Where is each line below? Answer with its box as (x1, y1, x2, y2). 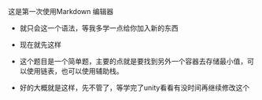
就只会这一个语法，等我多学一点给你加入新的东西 (19, 23, 179, 33)
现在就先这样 (19, 40, 61, 49)
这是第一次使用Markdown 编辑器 (8, 7, 114, 16)
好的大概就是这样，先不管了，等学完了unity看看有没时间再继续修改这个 (19, 83, 250, 92)
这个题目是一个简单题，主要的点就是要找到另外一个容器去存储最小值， (19, 57, 248, 66)
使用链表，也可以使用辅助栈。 (26, 66, 124, 76)
